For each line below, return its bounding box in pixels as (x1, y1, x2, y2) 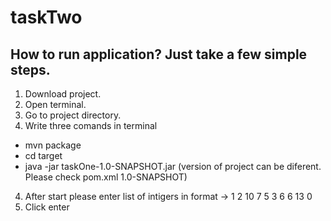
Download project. (24, 88, 102, 100)
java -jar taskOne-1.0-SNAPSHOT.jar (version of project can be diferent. (24, 161, 322, 172)
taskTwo (10, 6, 83, 29)
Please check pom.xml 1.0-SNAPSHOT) (24, 171, 188, 183)
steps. (10, 61, 51, 78)
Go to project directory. (24, 109, 122, 121)
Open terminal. (24, 99, 87, 110)
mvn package (24, 139, 82, 151)
